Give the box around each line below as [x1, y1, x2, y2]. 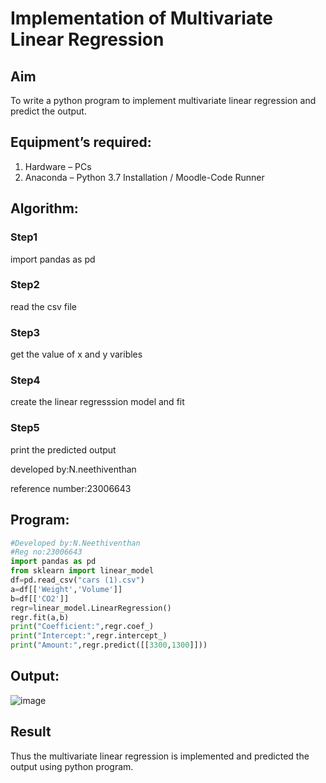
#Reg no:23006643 [10, 547, 83, 557]
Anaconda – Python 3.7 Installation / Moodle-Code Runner [24, 171, 265, 183]
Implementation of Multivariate [10, 7, 273, 30]
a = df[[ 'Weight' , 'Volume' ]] [10, 584, 123, 594]
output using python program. [10, 760, 134, 772]
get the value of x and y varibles [10, 348, 143, 361]
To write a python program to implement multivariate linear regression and [10, 95, 317, 106]
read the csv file [10, 300, 77, 312]
